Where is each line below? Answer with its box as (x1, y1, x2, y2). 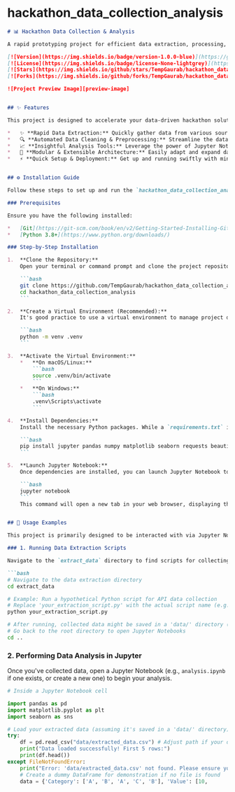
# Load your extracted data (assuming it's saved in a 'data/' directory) (7, 726, 230, 733)
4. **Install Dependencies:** (7, 417, 99, 424)
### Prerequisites (7, 199, 61, 206)
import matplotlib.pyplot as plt (7, 707, 105, 714)
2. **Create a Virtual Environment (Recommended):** (7, 308, 168, 315)
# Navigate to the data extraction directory (7, 576, 142, 584)
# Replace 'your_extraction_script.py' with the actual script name (7, 602, 211, 609)
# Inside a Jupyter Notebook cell (7, 688, 108, 695)
